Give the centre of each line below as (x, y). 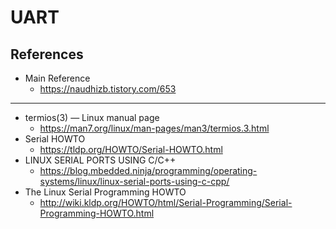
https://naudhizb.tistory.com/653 (108, 89)
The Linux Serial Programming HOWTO (105, 192)
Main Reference (57, 78)
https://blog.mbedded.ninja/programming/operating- (148, 170)
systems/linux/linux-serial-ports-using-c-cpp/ (134, 181)
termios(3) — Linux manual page (92, 117)
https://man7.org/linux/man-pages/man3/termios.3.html (154, 128)
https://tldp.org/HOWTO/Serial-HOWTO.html (131, 149)
